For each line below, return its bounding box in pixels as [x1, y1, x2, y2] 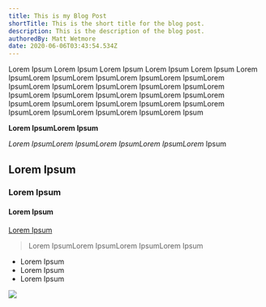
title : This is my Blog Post [8, 11, 107, 20]
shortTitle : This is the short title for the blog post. [8, 19, 205, 28]
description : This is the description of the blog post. [8, 27, 205, 35]
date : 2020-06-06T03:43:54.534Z [8, 42, 118, 50]
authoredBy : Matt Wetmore [8, 34, 96, 43]
